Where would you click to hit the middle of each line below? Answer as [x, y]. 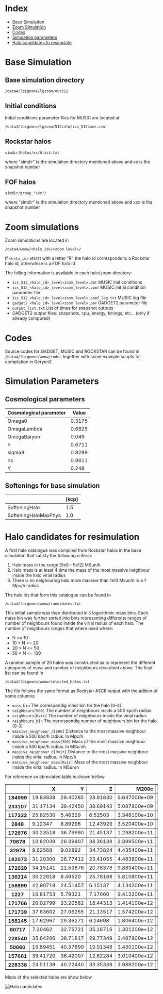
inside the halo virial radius [39, 575]
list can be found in [24, 673]
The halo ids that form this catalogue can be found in [58, 595]
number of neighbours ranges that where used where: [59, 628]
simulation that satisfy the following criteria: [49, 555]
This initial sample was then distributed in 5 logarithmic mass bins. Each [77, 613]
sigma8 [16, 453]
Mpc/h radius [25, 586]
